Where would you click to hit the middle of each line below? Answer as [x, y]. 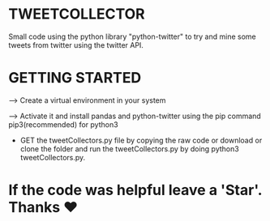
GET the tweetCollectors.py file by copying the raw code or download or [141, 140]
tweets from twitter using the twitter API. [76, 45]
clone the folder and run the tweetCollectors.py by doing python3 [129, 149]
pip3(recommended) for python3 [64, 124]
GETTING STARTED [75, 78]
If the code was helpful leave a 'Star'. [135, 190]
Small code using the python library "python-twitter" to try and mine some [133, 36]
